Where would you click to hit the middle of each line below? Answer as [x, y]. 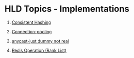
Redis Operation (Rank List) [39, 50]
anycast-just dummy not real [40, 41]
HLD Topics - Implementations [67, 9]
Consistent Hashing [31, 22]
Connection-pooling [32, 31]
